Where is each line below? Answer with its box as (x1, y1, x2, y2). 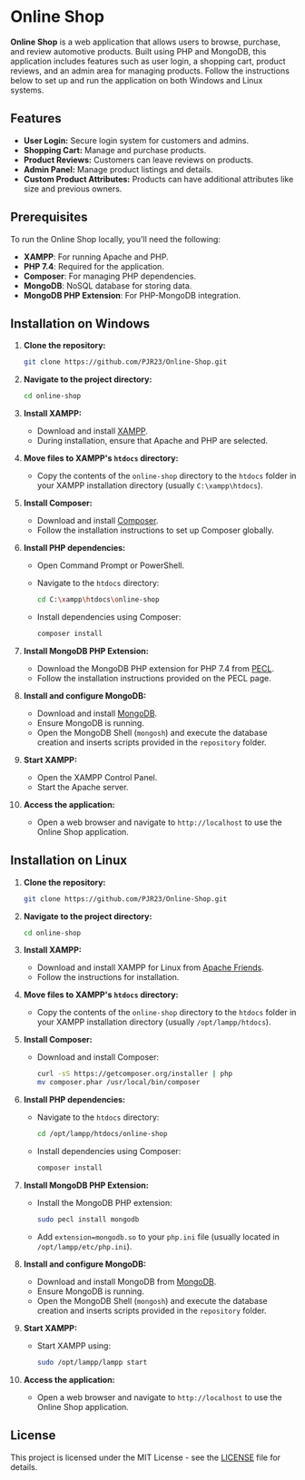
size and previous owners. (23, 183, 123, 194)
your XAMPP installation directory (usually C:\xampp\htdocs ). (36, 480, 263, 491)
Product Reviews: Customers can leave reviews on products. (23, 154, 254, 165)
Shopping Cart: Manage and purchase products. (23, 144, 207, 155)
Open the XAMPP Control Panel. (36, 771, 158, 782)
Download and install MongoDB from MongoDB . (36, 1276, 217, 1287)
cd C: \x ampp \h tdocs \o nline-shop (36, 595, 160, 604)
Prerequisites (10, 210, 88, 225)
